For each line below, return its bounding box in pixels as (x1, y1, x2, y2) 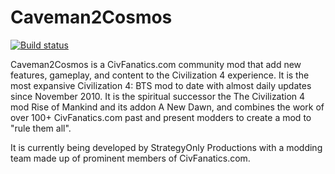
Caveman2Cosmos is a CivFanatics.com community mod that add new (10, 58, 302, 70)
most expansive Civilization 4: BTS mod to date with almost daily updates (10, 79, 312, 91)
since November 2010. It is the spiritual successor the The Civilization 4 (10, 90, 306, 102)
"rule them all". (10, 122, 72, 134)
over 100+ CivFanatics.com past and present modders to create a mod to (10, 111, 312, 123)
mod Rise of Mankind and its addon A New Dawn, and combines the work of (10, 101, 325, 113)
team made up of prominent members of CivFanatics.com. (10, 152, 251, 164)
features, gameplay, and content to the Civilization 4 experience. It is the (10, 69, 310, 81)
